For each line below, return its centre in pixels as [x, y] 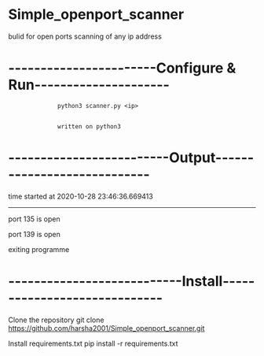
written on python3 [90, 126]
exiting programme [39, 249]
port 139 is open [35, 234]
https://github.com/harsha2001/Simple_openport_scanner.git [106, 328]
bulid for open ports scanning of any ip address [85, 36]
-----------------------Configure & [122, 68]
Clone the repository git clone [56, 320]
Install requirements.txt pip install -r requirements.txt [93, 343]
